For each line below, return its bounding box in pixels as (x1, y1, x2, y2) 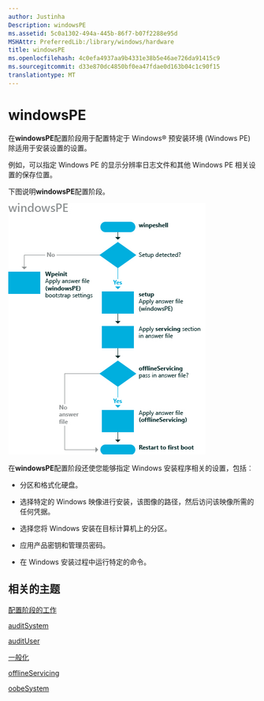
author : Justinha (8, 13, 65, 21)
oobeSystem (8, 684, 50, 693)
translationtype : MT (8, 71, 76, 79)
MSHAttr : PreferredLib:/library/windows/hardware (8, 38, 175, 46)
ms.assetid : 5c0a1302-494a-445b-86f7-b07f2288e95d (8, 29, 178, 37)
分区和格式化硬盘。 (19, 480, 83, 489)
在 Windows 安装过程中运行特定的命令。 (19, 557, 151, 567)
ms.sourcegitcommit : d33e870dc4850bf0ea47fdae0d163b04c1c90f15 (8, 63, 221, 71)
